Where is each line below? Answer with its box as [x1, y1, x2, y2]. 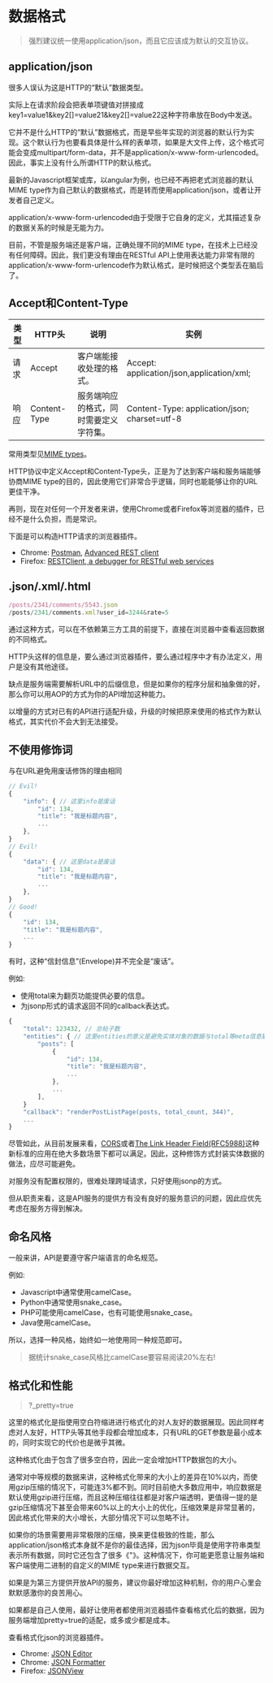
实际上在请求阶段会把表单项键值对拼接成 [8, 99, 144, 110]
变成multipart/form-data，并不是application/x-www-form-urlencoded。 [22, 147, 263, 157]
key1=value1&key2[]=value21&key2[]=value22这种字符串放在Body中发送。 [8, 110, 257, 119]
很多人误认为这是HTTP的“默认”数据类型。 [8, 82, 148, 92]
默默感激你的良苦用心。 [8, 1587, 87, 1597]
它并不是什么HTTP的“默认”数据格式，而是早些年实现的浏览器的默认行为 [8, 127, 248, 136]
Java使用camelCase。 [19, 1317, 96, 1328]
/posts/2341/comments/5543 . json [8, 601, 118, 609]
